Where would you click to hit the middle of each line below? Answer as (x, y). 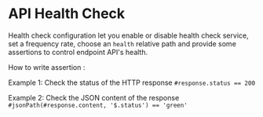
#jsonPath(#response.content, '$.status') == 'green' (98, 105)
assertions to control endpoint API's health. (78, 52)
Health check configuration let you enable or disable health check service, (128, 35)
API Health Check (67, 14)
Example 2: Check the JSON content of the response (94, 97)
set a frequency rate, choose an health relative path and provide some (122, 43)
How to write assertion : (47, 67)
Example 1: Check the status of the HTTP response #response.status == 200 (132, 82)
